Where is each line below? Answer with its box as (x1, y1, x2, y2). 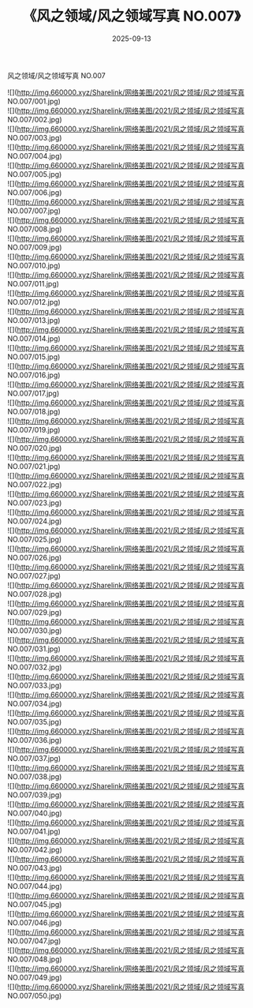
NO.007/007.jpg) (7, 206, 61, 215)
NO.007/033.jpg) (7, 680, 62, 690)
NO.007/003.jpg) (7, 133, 62, 142)
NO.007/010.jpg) (7, 260, 61, 270)
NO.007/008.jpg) (7, 224, 62, 234)
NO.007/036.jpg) (7, 735, 62, 744)
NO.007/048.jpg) (7, 954, 62, 964)
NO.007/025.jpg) (7, 534, 62, 544)
